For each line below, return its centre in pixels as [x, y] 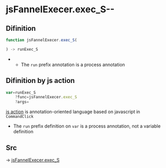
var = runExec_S [21, 92]
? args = [22, 102]
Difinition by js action [40, 81]
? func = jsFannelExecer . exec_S [46, 97]
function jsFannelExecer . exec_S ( [42, 40]
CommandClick [20, 117]
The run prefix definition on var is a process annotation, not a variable [87, 126]
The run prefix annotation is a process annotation [73, 65]
